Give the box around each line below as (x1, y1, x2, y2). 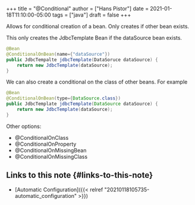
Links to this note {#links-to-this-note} (6, 170, 153, 180)
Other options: (6, 123, 42, 130)
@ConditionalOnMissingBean (14, 146, 87, 153)
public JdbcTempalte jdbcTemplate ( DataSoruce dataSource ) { (6, 56, 159, 63)
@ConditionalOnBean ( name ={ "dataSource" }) (6, 51, 111, 57)
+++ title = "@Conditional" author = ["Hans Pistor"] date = (6, 5, 149, 12)
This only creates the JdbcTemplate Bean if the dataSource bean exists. (6, 34, 183, 41)
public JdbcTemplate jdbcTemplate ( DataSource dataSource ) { (6, 101, 159, 107)
